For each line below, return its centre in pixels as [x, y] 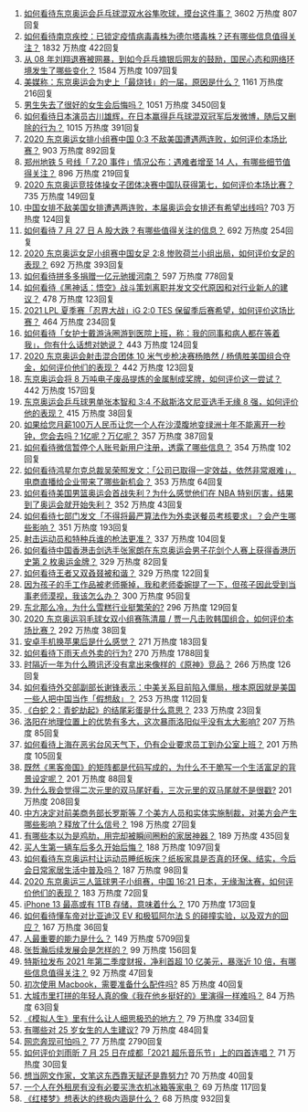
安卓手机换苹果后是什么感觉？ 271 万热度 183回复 [116, 641]
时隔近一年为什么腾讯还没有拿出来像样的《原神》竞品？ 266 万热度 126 [157, 664]
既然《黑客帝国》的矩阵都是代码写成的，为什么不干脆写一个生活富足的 [156, 767]
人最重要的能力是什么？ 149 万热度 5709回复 [107, 938]
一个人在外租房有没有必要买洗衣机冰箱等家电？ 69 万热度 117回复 [146, 1087]
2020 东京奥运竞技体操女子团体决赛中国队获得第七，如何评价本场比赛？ [159, 185]
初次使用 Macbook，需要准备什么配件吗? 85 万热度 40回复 [134, 984]
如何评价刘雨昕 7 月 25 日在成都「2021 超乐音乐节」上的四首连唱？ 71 [154, 1053]
